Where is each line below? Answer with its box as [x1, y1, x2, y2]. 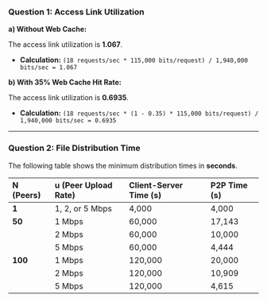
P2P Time [210, 180, 248, 191]
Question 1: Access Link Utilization [8, 6, 145, 17]
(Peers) [12, 189, 41, 200]
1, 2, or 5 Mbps [54, 203, 113, 214]
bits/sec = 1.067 [19, 64, 78, 72]
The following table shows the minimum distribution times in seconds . [8, 161, 238, 170]
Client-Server [129, 180, 184, 191]
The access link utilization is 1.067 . [8, 40, 123, 49]
